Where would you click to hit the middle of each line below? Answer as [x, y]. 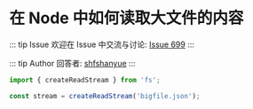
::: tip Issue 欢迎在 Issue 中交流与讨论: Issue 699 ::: [102, 44]
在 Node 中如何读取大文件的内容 [126, 18]
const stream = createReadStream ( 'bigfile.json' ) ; [105, 96]
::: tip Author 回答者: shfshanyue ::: [72, 63]
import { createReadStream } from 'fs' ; [85, 80]
